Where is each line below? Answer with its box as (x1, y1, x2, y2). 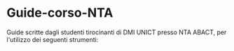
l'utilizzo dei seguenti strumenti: (6, 35, 99, 43)
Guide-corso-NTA (6, 5, 113, 21)
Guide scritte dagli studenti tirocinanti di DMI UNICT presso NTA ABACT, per (6, 28, 227, 36)
